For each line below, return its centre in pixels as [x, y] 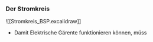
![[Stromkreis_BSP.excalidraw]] [43, 22]
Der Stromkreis [28, 9]
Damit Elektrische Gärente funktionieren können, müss [80, 33]
